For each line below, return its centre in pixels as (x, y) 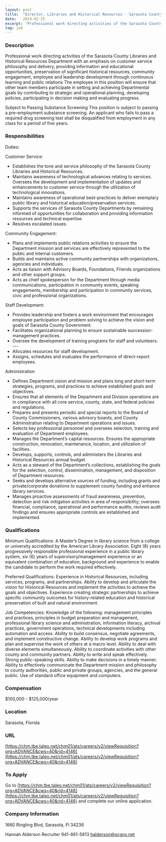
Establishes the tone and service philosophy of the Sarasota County (81, 166)
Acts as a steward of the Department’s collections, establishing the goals (86, 465)
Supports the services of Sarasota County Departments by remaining (83, 208)
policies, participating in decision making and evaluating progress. (72, 98)
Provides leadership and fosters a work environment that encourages (83, 315)
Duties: (12, 147)
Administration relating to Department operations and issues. (74, 423)
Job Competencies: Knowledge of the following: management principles (79, 612)
